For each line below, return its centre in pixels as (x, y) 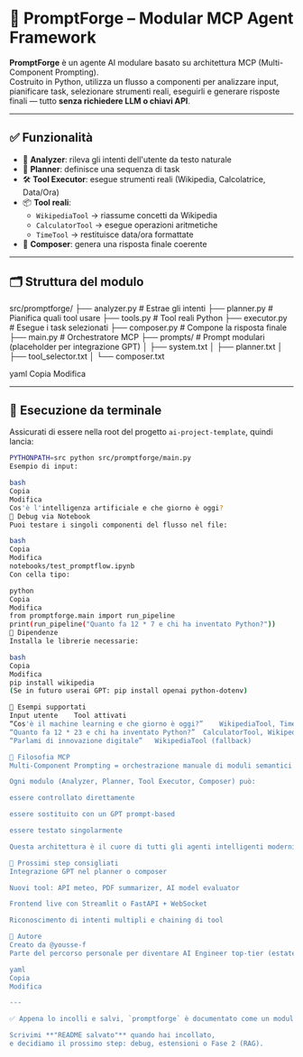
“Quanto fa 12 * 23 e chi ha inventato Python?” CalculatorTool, (137, 732)
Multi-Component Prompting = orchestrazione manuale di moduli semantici (151, 766)
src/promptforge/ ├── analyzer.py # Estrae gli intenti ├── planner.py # (141, 308)
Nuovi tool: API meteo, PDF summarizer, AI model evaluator (125, 887)
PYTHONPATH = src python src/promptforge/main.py (101, 458)
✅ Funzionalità (51, 138)
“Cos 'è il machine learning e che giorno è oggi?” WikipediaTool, (143, 724)
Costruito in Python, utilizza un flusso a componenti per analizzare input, (144, 81)
